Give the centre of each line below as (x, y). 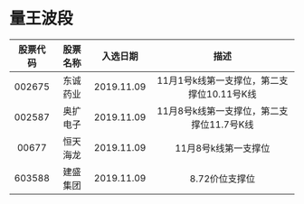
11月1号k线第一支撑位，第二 (218, 80)
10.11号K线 (232, 94)
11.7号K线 (232, 125)
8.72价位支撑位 (223, 179)
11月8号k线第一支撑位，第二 (218, 111)
